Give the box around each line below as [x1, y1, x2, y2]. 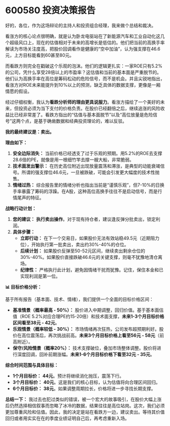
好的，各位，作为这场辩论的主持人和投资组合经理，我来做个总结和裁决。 [5, 22, 156, 28]
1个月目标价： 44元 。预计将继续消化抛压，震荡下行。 [12, 373, 124, 379]
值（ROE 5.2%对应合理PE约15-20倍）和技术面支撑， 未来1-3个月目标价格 [12, 313, 164, 319]
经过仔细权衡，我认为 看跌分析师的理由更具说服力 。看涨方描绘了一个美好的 [5, 99, 160, 105]
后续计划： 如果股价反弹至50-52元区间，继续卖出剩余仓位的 [20, 248, 145, 254]
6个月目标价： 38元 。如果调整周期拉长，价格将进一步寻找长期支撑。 [12, 385, 156, 392]
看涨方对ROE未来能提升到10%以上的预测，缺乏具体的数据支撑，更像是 [5, 82, 152, 88]
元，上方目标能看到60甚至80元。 [5, 52, 74, 58]
